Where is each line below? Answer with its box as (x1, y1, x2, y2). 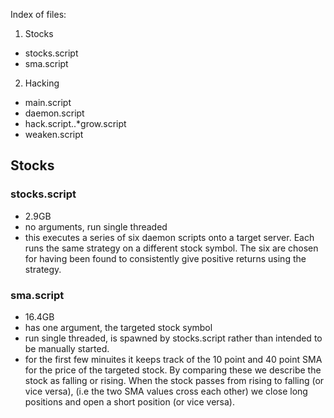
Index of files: (10, 9, 67, 20)
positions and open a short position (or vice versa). (24, 395, 236, 408)
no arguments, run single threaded (24, 220, 168, 233)
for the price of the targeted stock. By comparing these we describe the (24, 364, 322, 376)
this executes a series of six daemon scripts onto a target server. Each (24, 231, 315, 243)
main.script (24, 97, 72, 108)
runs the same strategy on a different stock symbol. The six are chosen (24, 242, 319, 254)
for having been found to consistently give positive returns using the (24, 252, 307, 264)
